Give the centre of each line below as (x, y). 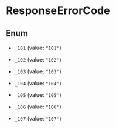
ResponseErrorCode (58, 11)
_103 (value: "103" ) (38, 71)
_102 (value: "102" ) (38, 59)
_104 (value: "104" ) (38, 83)
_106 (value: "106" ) (38, 107)
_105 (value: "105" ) (38, 95)
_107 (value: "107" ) (38, 119)
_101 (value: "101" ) (38, 48)
